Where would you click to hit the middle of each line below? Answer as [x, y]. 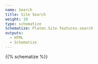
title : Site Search [26, 14]
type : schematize [23, 24]
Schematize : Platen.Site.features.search [49, 28]
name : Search [19, 10]
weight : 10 [17, 19]
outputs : [14, 33]
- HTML [17, 38]
